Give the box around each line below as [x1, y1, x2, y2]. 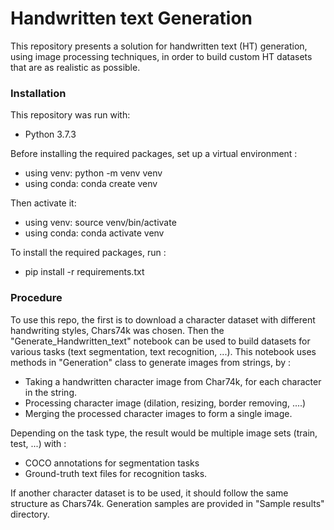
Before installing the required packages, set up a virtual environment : [10, 148, 298, 160]
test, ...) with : [10, 437, 67, 449]
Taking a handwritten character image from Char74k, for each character [24, 375, 322, 387]
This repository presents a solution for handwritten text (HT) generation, [10, 40, 308, 52]
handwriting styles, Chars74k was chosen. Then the [10, 324, 225, 336]
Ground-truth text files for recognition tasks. [24, 467, 208, 479]
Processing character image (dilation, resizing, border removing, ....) [24, 397, 307, 409]
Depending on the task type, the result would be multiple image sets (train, [10, 427, 318, 439]
